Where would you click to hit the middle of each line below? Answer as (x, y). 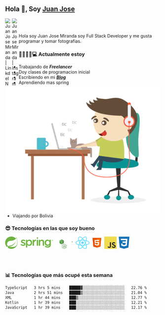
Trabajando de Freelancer (46, 67)
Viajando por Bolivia (33, 216)
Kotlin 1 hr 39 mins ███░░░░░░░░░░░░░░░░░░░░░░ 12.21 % (76, 303)
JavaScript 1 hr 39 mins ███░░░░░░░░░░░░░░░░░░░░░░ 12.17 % (76, 308)
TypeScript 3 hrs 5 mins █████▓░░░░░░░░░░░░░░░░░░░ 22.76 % (76, 288)
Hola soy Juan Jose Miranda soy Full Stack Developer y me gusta (85, 36)
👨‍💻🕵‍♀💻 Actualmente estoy (52, 54)
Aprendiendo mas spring (44, 82)
